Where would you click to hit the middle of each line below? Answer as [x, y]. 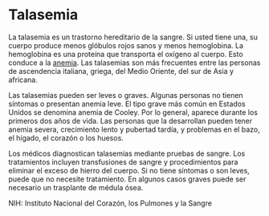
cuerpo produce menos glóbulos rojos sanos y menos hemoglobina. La [126, 45]
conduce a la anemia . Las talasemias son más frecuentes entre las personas [134, 63]
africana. [23, 79]
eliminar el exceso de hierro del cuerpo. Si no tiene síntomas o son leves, [129, 170]
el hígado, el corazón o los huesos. [66, 137]
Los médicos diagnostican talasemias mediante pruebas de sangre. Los [127, 153]
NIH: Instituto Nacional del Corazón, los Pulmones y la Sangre [110, 203]
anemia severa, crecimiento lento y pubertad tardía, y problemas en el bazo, [134, 129]
